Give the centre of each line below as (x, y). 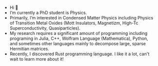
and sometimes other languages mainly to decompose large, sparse (78, 43)
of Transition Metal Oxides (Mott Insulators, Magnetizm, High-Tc (74, 23)
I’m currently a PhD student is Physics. (48, 13)
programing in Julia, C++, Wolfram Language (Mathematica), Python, (79, 38)
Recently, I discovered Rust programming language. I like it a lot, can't (79, 54)
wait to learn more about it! (37, 59)
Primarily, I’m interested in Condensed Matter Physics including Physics (81, 18)
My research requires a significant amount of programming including (79, 33)
